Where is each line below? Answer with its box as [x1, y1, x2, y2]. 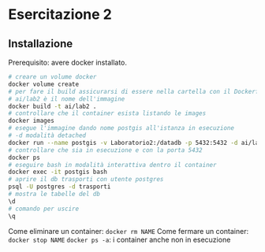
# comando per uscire [8, 205, 80, 213]
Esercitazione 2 [8, 6, 112, 24]
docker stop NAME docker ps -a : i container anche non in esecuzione [8, 235, 231, 244]
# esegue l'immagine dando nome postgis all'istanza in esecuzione [8, 124, 235, 132]
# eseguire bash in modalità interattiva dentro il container [8, 161, 217, 169]
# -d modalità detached [8, 132, 87, 139]
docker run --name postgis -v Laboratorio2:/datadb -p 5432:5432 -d [8, 139, 238, 146]
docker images [8, 117, 55, 125]
